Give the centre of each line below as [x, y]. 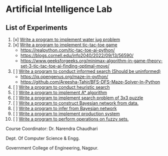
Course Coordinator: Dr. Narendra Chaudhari [52, 129]
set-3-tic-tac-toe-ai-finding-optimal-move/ [65, 66]
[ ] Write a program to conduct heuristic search [61, 87]
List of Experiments [37, 28]
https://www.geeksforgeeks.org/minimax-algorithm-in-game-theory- [91, 61]
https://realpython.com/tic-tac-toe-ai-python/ [67, 50]
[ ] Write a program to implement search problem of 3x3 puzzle [78, 98]
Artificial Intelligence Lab [59, 9]
